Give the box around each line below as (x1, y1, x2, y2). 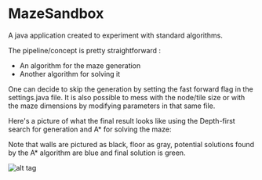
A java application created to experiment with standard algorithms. (8, 31, 224, 40)
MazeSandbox (8, 5, 104, 23)
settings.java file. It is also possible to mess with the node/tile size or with (8, 92, 246, 102)
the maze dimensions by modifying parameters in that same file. (8, 101, 216, 110)
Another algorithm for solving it (19, 69, 121, 78)
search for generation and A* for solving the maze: (8, 124, 172, 134)
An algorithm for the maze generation (19, 60, 141, 70)
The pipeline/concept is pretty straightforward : (8, 45, 162, 55)
